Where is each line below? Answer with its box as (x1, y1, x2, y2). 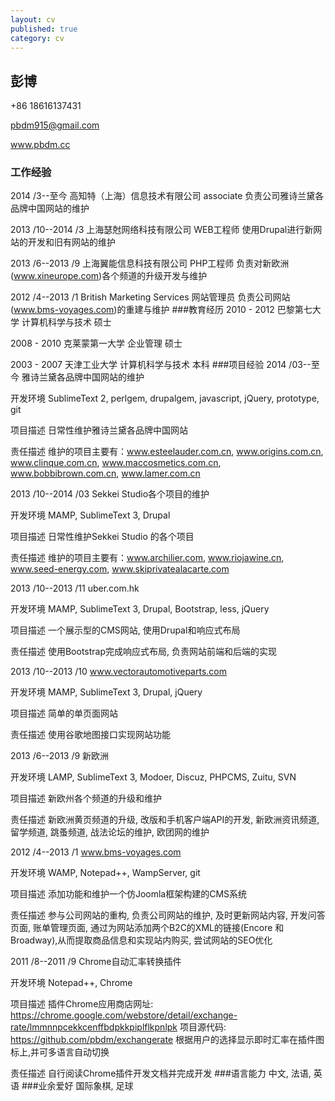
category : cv (10, 33, 65, 43)
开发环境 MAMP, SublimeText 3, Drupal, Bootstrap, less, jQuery (10, 603, 270, 615)
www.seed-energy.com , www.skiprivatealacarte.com (10, 563, 230, 575)
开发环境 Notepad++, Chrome (10, 977, 133, 989)
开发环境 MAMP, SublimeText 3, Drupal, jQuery (10, 686, 203, 698)
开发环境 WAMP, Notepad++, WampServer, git (10, 867, 201, 879)
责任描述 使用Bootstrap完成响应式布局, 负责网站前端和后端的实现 (10, 646, 277, 658)
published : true (10, 24, 78, 34)
